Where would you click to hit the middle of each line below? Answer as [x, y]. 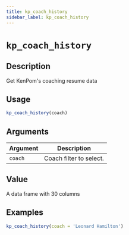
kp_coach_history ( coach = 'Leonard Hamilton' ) [65, 226]
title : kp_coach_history [37, 12]
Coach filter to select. [74, 158]
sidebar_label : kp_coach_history [48, 17]
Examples [25, 213]
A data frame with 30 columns [43, 193]
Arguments [28, 131]
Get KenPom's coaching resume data [52, 80]
